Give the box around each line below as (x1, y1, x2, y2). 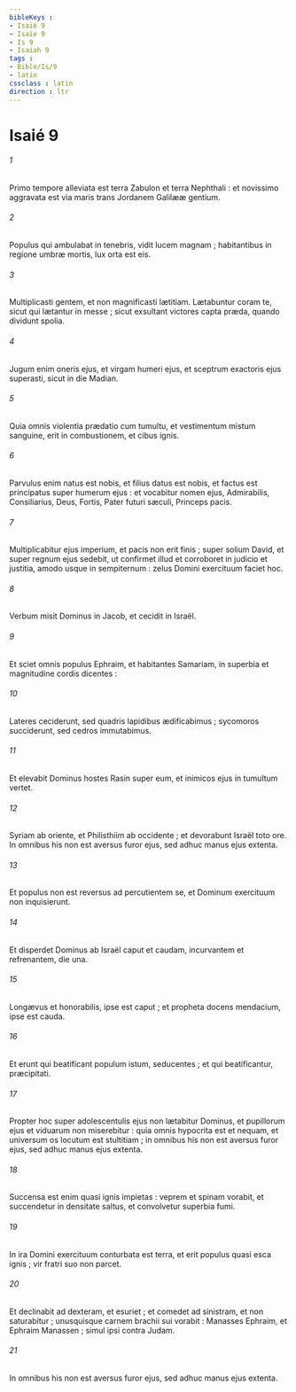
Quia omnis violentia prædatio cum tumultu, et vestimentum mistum (9, 420, 256, 431)
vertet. (9, 782, 34, 793)
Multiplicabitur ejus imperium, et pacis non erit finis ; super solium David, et (9, 544, 284, 555)
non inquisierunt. (9, 897, 71, 907)
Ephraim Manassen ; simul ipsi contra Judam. (9, 1325, 175, 1335)
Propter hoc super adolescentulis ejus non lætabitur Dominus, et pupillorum (9, 1116, 285, 1126)
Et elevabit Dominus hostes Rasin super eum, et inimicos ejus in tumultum (9, 773, 278, 783)
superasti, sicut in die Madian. (9, 373, 119, 384)
